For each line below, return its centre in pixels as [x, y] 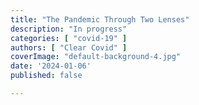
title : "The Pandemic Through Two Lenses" [100, 19]
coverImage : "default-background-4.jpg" [96, 57]
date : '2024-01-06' [51, 66]
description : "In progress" [69, 29]
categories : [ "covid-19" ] [69, 38]
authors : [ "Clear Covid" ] [69, 47]
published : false [46, 76]
